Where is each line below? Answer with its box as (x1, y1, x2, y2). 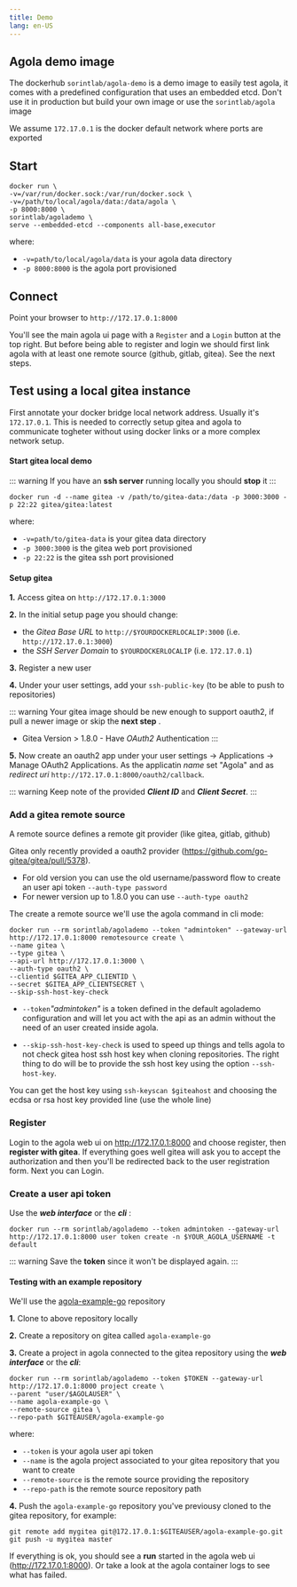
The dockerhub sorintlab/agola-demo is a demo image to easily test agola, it (9, 77, 289, 89)
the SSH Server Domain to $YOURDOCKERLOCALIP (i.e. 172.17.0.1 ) (21, 646, 253, 656)
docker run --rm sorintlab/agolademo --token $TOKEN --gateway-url (9, 1374, 264, 1384)
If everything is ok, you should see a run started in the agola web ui (9, 1551, 255, 1561)
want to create (21, 1464, 75, 1475)
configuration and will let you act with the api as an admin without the (21, 1013, 277, 1024)
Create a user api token (9, 1187, 112, 1200)
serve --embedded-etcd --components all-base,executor (9, 221, 216, 230)
